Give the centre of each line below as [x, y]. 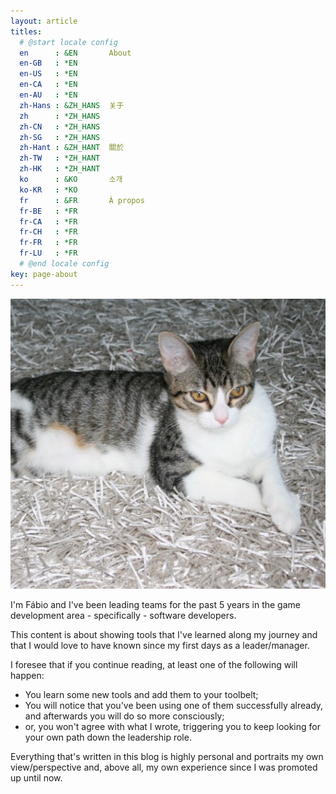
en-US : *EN [48, 74]
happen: [27, 675]
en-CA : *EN [48, 85]
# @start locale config [68, 42]
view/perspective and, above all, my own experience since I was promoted [164, 767]
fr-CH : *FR [48, 232]
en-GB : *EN [48, 63]
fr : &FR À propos [82, 200]
